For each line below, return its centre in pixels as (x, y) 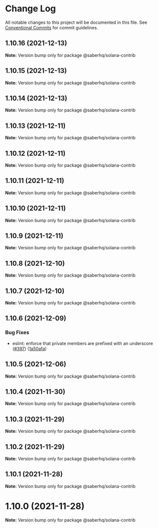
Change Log (30, 9)
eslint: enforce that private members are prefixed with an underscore (83, 343)
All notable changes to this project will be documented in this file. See (76, 22)
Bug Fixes (17, 333)
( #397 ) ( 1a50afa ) (29, 349)
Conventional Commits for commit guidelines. (52, 27)
